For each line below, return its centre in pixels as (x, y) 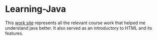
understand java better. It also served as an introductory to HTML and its (79, 28)
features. (14, 33)
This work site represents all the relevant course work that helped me (76, 23)
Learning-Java (36, 9)
